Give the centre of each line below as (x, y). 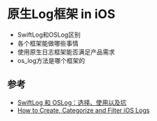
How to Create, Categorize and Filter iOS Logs (83, 110)
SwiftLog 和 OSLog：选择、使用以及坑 (72, 102)
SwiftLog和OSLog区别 (49, 35)
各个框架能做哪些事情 (48, 43)
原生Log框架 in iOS (61, 14)
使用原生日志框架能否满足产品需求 (66, 52)
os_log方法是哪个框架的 (51, 60)
